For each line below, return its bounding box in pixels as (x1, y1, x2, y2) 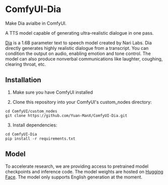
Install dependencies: (12, 122, 58, 128)
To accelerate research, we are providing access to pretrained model (5, 163, 149, 169)
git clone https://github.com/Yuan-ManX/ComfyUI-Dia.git (5, 113, 128, 118)
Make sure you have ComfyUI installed (12, 89, 93, 95)
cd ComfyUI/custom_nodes (5, 108, 58, 114)
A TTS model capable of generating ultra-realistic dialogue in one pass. (5, 30, 154, 36)
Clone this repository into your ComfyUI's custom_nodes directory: (12, 99, 152, 105)
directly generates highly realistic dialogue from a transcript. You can (5, 45, 149, 51)
